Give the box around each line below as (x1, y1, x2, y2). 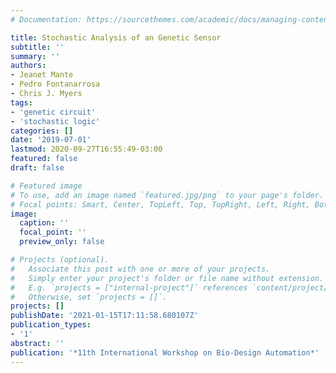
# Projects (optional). (10, 255, 110, 265)
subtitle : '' (10, 42, 65, 52)
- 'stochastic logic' (10, 116, 101, 126)
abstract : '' (10, 338, 65, 348)
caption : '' (19, 218, 70, 228)
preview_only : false (19, 237, 105, 247)
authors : (10, 61, 47, 71)
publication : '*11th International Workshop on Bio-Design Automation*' (10, 347, 320, 358)
